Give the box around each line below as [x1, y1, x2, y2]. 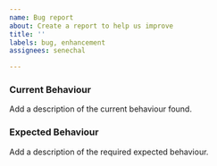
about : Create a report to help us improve [9, 21, 174, 30]
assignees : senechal [9, 46, 87, 55]
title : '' [9, 29, 46, 38]
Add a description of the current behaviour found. [9, 104, 192, 114]
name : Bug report [9, 12, 74, 22]
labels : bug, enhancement [9, 37, 105, 47]
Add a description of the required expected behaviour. [9, 146, 209, 157]
